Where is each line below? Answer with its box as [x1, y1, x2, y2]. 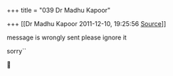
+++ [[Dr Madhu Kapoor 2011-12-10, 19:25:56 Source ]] [6, 20, 167, 27]
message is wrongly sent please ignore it [6, 33, 127, 42]
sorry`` [6, 47, 26, 55]
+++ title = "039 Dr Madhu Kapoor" [6, 6, 111, 14]
